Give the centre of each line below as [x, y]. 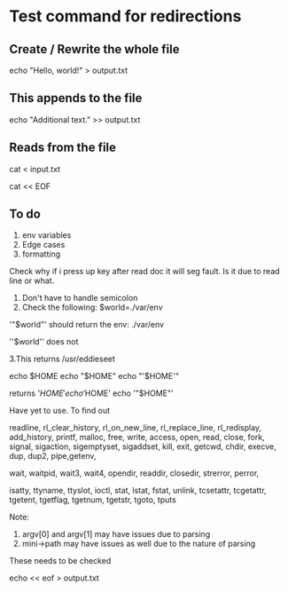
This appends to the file [76, 98]
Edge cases [43, 245]
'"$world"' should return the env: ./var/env [87, 325]
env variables [47, 235]
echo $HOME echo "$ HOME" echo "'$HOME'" [94, 376]
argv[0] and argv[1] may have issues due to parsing [116, 534]
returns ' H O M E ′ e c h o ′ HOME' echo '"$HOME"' [92, 393]
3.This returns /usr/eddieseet [62, 359]
